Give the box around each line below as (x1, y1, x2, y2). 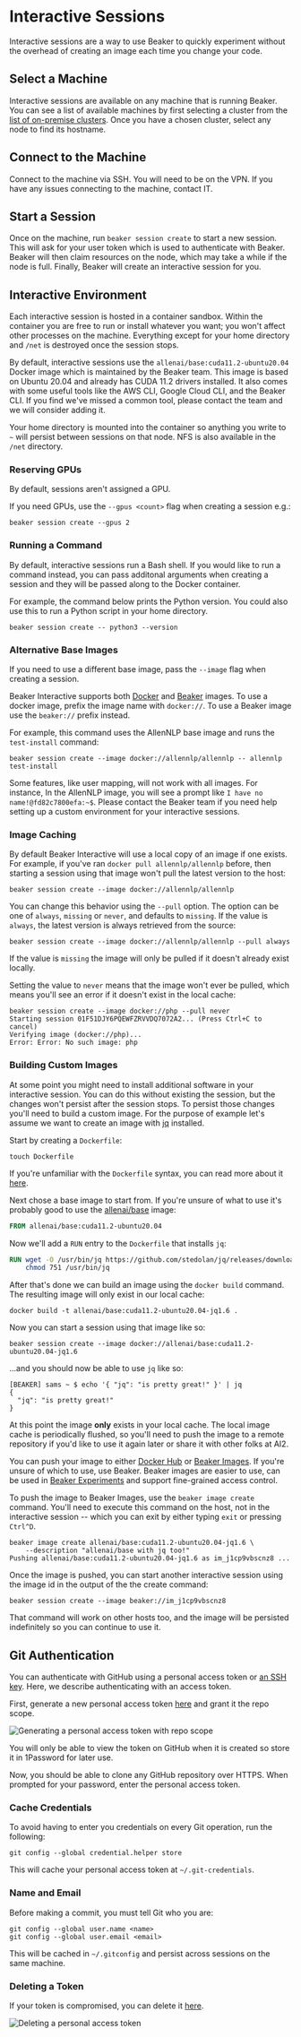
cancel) (9, 1023, 39, 1031)
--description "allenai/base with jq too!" (25, 1546, 191, 1556)
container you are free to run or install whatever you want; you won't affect (9, 321, 286, 332)
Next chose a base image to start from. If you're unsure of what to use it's (9, 1195, 282, 1205)
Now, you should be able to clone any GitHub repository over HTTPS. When (9, 1770, 288, 1781)
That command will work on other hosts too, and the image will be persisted (9, 1612, 289, 1623)
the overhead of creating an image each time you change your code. (9, 45, 262, 56)
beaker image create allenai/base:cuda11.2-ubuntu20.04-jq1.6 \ (9, 1539, 254, 1548)
